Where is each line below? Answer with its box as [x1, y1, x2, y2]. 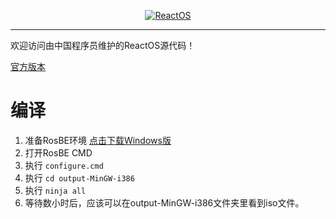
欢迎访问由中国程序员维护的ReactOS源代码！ [10, 40, 196, 51]
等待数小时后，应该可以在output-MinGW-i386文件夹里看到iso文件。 [24, 196, 305, 209]
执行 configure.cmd [24, 159, 104, 171]
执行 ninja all [24, 184, 87, 196]
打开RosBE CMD [24, 146, 93, 159]
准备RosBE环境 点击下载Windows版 [24, 134, 172, 146]
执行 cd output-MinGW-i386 [24, 171, 135, 184]
